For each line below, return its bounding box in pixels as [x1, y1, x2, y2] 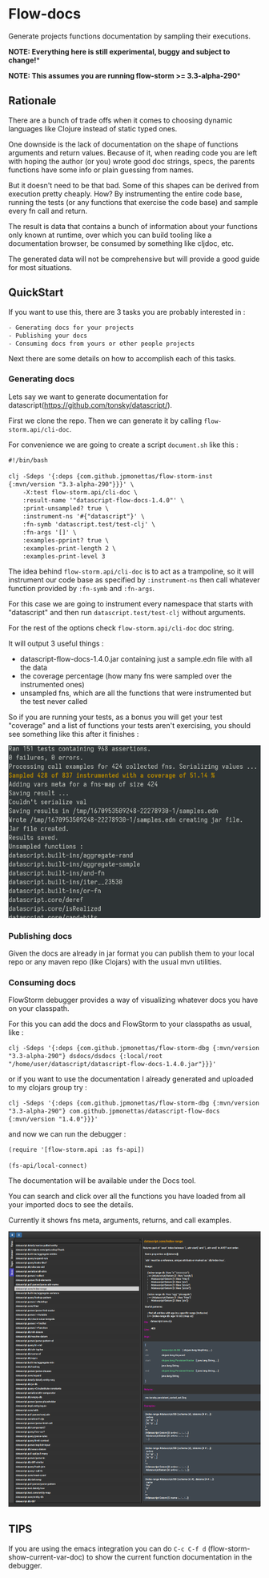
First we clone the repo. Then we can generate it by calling [8, 416, 203, 425]
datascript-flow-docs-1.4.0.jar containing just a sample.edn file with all [19, 654, 253, 663]
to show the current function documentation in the [86, 1552, 252, 1562]
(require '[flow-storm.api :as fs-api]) [8, 1146, 146, 1154]
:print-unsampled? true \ [22, 504, 110, 513]
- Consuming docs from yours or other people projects [8, 340, 195, 348]
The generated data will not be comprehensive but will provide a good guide [8, 254, 260, 264]
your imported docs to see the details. [8, 1200, 134, 1210]
